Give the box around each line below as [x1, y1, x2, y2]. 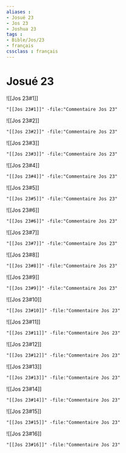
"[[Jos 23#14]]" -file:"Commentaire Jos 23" [6, 397, 121, 403]
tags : [6, 32, 23, 38]
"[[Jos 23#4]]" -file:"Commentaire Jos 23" [6, 173, 118, 180]
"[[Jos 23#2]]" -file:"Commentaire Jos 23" [6, 129, 118, 135]
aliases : [6, 8, 31, 15]
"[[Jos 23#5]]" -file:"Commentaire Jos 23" [6, 195, 118, 202]
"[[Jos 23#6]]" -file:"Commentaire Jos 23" [6, 218, 118, 224]
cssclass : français [6, 49, 59, 55]
